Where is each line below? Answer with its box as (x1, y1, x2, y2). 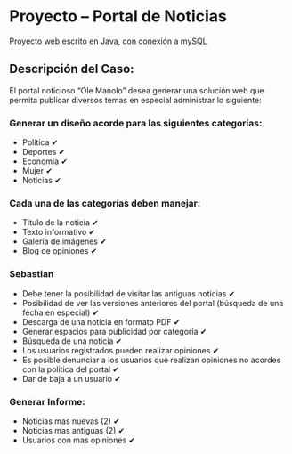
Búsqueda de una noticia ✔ (21, 336, 123, 346)
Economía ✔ (21, 156, 69, 166)
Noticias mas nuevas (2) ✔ (21, 416, 120, 426)
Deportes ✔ (21, 147, 66, 158)
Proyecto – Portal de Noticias (9, 6, 227, 27)
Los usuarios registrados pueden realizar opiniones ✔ (21, 345, 220, 355)
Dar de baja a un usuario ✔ (21, 373, 122, 384)
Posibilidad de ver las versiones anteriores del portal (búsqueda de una (21, 297, 284, 308)
